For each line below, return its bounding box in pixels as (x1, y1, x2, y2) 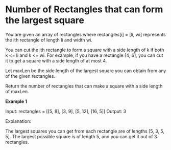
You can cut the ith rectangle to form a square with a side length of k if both (5, 47, 164, 53)
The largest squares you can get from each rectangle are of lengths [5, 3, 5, (5, 128, 165, 134)
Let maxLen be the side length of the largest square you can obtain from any (5, 68, 166, 74)
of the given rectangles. (5, 73, 55, 79)
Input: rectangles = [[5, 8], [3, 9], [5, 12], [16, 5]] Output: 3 (5, 108, 127, 114)
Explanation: (5, 118, 32, 124)
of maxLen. (5, 88, 29, 94)
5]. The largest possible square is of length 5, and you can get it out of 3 (5, 133, 157, 139)
